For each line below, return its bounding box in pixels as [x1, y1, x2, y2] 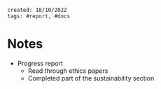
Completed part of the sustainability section [27, 74, 155, 82]
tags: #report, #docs [7, 13, 71, 20]
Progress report [17, 59, 63, 67]
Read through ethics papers [27, 67, 108, 75]
